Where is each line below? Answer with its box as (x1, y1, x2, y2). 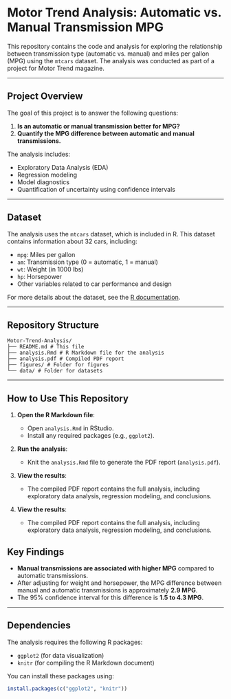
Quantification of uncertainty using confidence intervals (16, 185, 175, 193)
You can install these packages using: (7, 672, 115, 680)
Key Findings (7, 546, 65, 557)
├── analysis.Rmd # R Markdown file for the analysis (7, 349, 165, 357)
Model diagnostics (16, 177, 70, 186)
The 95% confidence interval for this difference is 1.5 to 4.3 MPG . (16, 593, 204, 601)
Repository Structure (7, 319, 100, 331)
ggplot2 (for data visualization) (16, 651, 104, 659)
